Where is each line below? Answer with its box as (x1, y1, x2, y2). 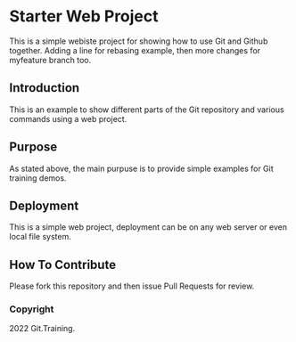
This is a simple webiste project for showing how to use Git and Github (9, 36, 268, 46)
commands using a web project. (9, 113, 127, 124)
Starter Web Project (9, 6, 159, 27)
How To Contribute (9, 256, 117, 273)
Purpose (9, 140, 58, 155)
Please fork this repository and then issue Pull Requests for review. (9, 281, 255, 291)
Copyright (9, 303, 54, 315)
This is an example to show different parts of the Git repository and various (9, 104, 284, 115)
